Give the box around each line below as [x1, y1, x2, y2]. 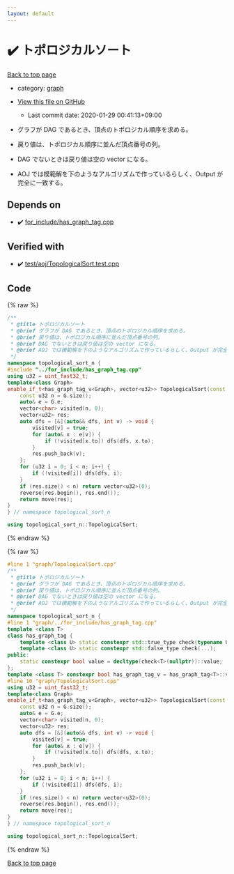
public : [7, 652, 30, 659]
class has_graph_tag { [7, 632, 73, 639]
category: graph [17, 84, 64, 92]
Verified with [7, 240, 65, 252]
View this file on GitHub [17, 97, 86, 105]
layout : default [7, 10, 54, 17]
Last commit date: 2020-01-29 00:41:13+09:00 [27, 111, 162, 119]
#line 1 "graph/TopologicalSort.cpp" [7, 561, 117, 568]
